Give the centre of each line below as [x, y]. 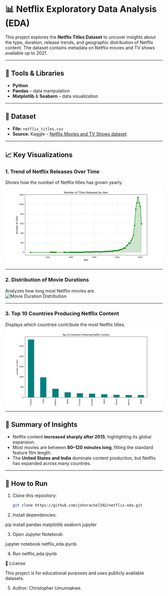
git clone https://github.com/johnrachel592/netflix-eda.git [77, 505]
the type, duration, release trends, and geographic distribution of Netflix [79, 42]
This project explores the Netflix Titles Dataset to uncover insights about [80, 37]
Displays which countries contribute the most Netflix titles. [65, 324]
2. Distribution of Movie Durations [47, 280]
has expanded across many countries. [52, 463]
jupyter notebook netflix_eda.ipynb [41, 544]
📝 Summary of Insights [41, 425]
